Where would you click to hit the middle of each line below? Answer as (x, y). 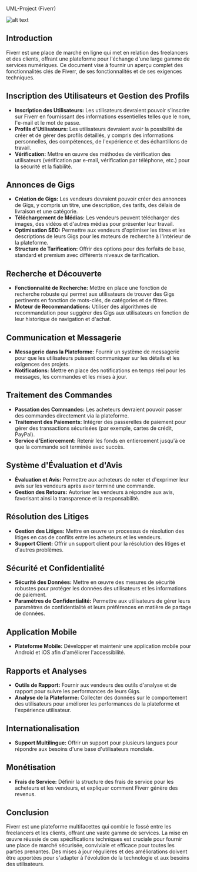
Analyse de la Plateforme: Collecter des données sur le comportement (101, 697)
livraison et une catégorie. (46, 212)
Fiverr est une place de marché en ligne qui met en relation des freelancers (97, 52)
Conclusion (28, 812)
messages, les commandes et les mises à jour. (71, 377)
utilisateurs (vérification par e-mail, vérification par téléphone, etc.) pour (102, 160)
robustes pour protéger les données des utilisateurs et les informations (101, 589)
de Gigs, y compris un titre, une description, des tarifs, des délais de (97, 205)
